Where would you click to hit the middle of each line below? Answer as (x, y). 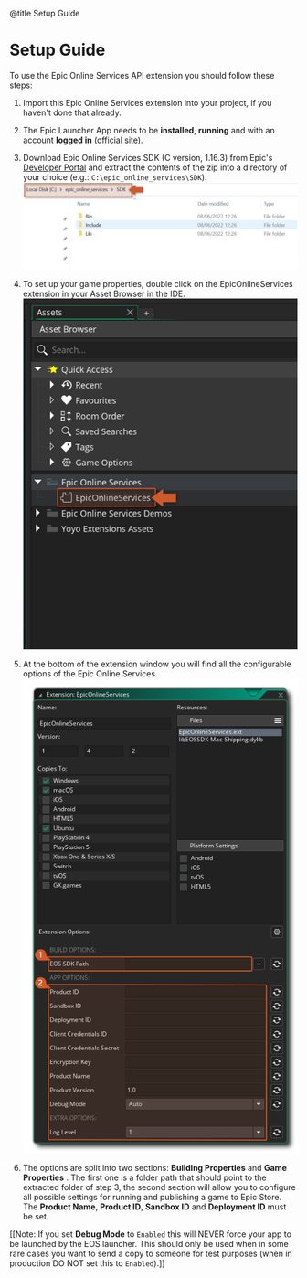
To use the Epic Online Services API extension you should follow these (142, 75)
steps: (21, 85)
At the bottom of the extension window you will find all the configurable (157, 664)
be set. (36, 1217)
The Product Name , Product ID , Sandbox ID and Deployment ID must (154, 1207)
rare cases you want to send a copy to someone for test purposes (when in (151, 1254)
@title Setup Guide (45, 13)
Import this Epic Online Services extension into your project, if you (147, 102)
